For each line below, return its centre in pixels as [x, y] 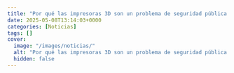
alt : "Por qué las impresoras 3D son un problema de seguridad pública [121, 53]
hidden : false [34, 59]
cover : [17, 40]
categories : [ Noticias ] [42, 26]
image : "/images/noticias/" [55, 46]
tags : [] [20, 33]
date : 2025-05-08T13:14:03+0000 [54, 20]
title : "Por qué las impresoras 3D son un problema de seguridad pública [117, 14]
